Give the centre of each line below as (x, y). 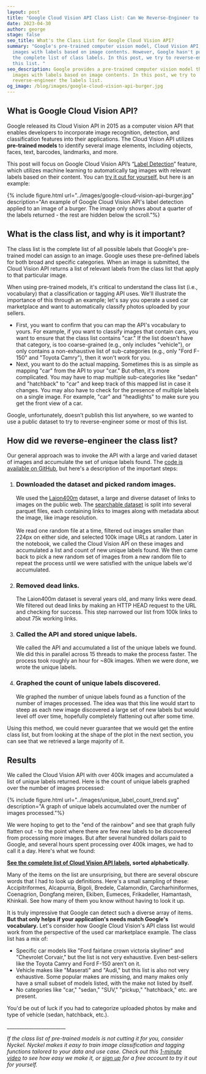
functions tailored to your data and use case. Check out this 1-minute (94, 1052)
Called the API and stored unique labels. (76, 634)
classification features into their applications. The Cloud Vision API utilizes (100, 139)
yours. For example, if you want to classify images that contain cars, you (107, 331)
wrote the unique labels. (46, 667)
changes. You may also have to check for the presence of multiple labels (107, 390)
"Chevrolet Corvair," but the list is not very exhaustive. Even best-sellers (107, 957)
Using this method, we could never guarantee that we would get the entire (100, 728)
